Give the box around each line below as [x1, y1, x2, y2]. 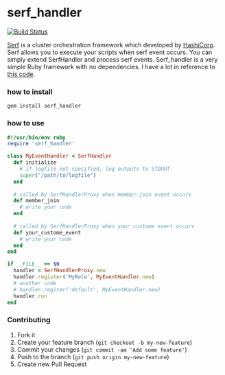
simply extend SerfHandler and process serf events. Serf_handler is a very [7, 55, 218, 63]
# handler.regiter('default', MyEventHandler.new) [13, 286, 161, 293]
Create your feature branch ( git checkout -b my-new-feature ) [16, 338, 193, 346]
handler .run [13, 293, 48, 300]
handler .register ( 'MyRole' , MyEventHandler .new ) [13, 274, 155, 280]
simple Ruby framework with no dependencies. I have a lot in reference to [7, 62, 216, 71]
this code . [7, 70, 36, 78]
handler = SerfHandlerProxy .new [13, 267, 106, 274]
